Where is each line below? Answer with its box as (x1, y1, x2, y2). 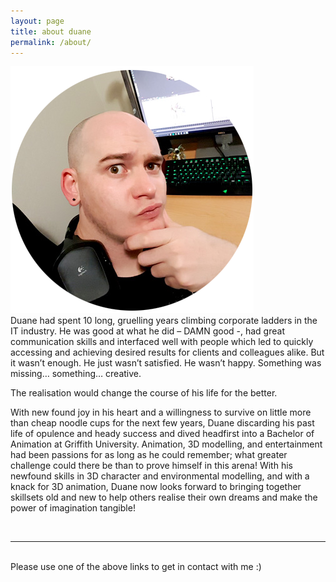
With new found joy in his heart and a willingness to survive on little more (10, 406, 312, 419)
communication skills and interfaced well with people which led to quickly (10, 336, 314, 348)
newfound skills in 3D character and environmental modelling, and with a (10, 470, 310, 482)
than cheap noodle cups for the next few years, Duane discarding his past (10, 417, 315, 429)
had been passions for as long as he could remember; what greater (10, 449, 288, 461)
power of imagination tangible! (10, 502, 136, 514)
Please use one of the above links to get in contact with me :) (10, 561, 262, 573)
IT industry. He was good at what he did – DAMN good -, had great (10, 325, 285, 337)
